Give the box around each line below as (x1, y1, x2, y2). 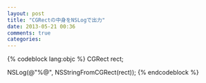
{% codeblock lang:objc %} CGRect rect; (7, 55, 124, 63)
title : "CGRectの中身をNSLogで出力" (7, 17, 106, 24)
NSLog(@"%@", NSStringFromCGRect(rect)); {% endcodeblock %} (7, 68, 199, 77)
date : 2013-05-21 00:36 (7, 23, 76, 30)
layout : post (7, 10, 45, 17)
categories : (7, 36, 41, 43)
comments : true (7, 29, 51, 37)
